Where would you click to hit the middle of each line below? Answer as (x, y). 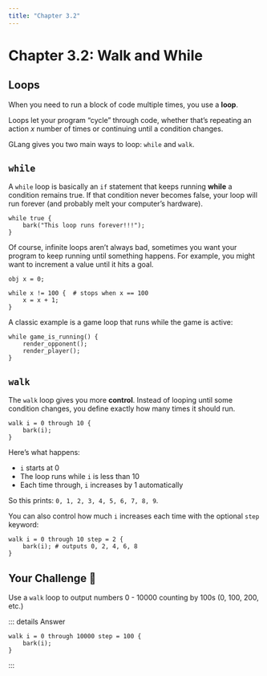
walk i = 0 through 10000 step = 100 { (75, 637)
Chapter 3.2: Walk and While (105, 55)
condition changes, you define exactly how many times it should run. (122, 409)
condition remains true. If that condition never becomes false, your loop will (133, 195)
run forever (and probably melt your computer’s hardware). (105, 204)
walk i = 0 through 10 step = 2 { (66, 539)
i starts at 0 (40, 468)
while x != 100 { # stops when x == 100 (79, 293)
